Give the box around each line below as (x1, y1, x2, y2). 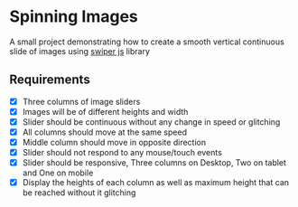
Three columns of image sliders (22, 96, 141, 107)
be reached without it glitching (22, 187, 136, 198)
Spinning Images (9, 6, 138, 27)
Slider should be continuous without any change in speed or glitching (22, 116, 281, 127)
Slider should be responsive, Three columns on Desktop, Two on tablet (22, 157, 287, 168)
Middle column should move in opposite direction (22, 137, 206, 147)
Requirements (9, 72, 90, 88)
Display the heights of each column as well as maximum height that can (22, 177, 290, 188)
